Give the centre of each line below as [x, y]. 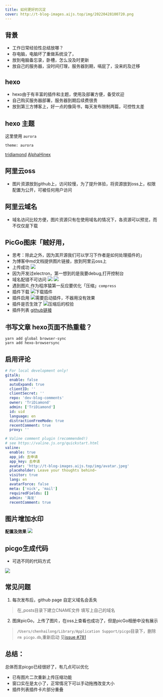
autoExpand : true [27, 384]
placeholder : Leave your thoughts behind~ [53, 471]
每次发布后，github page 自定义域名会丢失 [54, 600]
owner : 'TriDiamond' [30, 403]
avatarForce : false [29, 484]
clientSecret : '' [27, 393]
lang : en [18, 480]
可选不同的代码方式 [31, 561]
